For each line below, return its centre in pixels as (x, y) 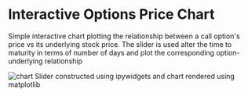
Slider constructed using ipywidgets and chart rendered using (135, 76)
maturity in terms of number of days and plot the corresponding (111, 52)
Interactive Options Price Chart (111, 14)
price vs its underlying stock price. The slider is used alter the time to (120, 44)
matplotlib (24, 84)
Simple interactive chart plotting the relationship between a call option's (124, 36)
